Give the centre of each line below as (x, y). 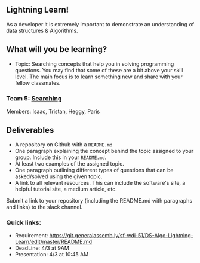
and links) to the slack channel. (44, 207)
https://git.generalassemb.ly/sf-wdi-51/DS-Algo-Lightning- (121, 236)
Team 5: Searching (34, 98)
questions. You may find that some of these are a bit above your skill (99, 70)
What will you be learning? (57, 49)
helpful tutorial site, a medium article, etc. (66, 189)
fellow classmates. (38, 82)
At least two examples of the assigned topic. (69, 163)
